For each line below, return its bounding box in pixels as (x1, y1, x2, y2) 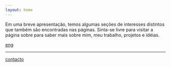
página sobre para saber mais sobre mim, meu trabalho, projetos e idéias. (5, 32, 160, 38)
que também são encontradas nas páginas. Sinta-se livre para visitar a (5, 26, 154, 33)
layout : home (5, 7, 33, 13)
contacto (5, 56, 24, 62)
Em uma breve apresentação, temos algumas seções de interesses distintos (5, 21, 165, 27)
